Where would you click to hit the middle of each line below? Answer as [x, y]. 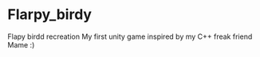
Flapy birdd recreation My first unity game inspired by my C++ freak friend [130, 36]
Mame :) [21, 44]
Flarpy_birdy [50, 15]
